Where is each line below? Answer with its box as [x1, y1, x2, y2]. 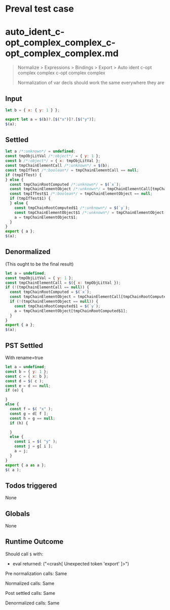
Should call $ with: [5, 551, 44, 557]
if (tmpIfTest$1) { [10, 196, 51, 201]
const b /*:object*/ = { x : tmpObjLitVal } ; [5, 158, 101, 163]
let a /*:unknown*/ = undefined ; [5, 149, 76, 154]
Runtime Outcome [5, 537, 64, 546]
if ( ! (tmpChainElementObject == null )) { [10, 299, 99, 304]
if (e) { [5, 388, 24, 393]
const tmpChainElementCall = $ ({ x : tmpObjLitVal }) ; [5, 280, 121, 285]
